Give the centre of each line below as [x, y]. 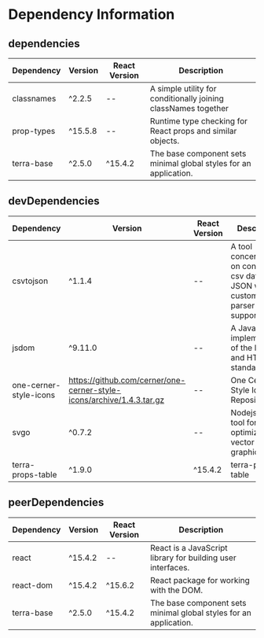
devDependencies [54, 201]
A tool [242, 246]
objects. [165, 141]
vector [242, 442]
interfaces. [170, 567]
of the [242, 348]
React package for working [200, 580]
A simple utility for [183, 89]
